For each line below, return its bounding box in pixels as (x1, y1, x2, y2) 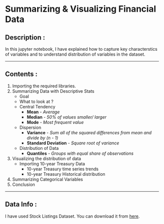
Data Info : (5, 200, 38, 208)
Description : (5, 33, 45, 41)
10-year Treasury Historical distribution (26, 171, 106, 177)
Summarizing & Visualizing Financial (5, 3, 156, 15)
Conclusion (12, 182, 35, 187)
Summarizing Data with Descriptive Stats (12, 88, 95, 94)
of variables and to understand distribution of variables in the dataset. (5, 51, 145, 57)
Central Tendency (19, 103, 56, 109)
